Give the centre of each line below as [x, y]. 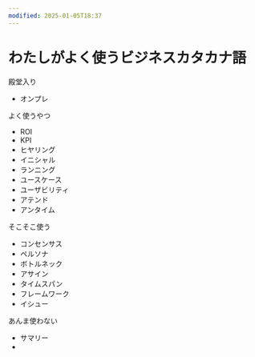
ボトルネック [41, 263]
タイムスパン [41, 283]
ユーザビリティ [45, 190]
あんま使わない [33, 320]
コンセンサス [41, 243]
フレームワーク [45, 294]
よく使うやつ [29, 115]
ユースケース [41, 179]
